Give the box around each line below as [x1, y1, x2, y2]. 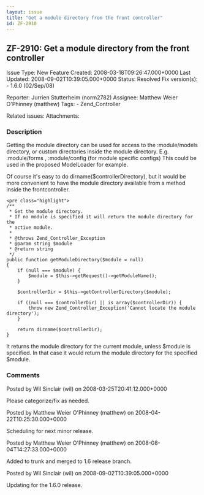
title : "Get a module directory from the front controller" [6, 15, 164, 21]
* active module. [9, 224, 53, 231]
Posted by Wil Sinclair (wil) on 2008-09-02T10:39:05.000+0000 [6, 469, 168, 477]
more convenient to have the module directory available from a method [6, 179, 186, 187]
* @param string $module [9, 240, 72, 247]
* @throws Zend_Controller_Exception [9, 236, 105, 242]
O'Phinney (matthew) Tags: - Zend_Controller [6, 101, 121, 108]
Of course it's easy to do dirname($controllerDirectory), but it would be [6, 173, 186, 180]
